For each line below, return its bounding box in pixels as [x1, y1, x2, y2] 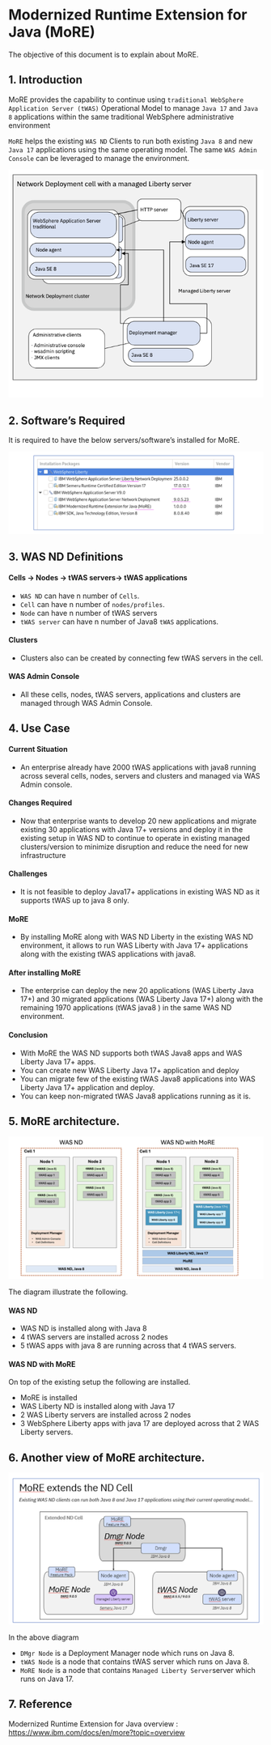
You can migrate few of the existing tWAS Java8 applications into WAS [19, 1074, 256, 1084]
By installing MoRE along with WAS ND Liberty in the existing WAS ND [19, 932, 253, 942]
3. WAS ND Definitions [8, 550, 124, 564]
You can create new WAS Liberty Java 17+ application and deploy [19, 1065, 239, 1075]
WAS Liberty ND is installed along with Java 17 [19, 1402, 176, 1412]
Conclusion [8, 1030, 49, 1040]
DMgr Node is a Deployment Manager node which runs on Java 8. [19, 1648, 235, 1658]
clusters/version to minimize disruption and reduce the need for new [19, 842, 248, 851]
